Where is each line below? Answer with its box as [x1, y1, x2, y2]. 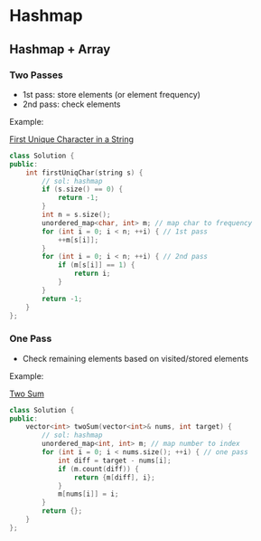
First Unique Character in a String [9, 133, 134, 145]
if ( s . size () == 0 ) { [42, 185, 124, 195]
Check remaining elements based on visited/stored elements [22, 353, 249, 364]
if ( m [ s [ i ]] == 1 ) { [57, 261, 135, 270]
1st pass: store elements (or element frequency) [22, 89, 201, 100]
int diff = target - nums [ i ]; [57, 456, 172, 465]
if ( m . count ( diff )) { [57, 464, 140, 473]
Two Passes [9, 69, 63, 81]
